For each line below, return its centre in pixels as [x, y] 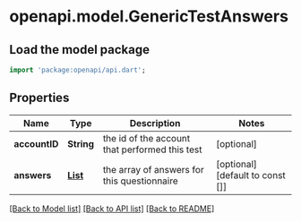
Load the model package [80, 50]
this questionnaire [141, 181]
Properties [39, 98]
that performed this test [152, 149]
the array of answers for [153, 169]
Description [155, 123]
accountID [36, 143]
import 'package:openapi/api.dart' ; [77, 70]
